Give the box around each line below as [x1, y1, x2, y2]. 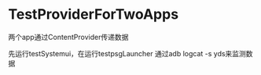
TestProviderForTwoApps [8, 5, 179, 23]
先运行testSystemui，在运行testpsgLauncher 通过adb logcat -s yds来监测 [8, 48, 246, 58]
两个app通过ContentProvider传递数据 [8, 32, 129, 41]
